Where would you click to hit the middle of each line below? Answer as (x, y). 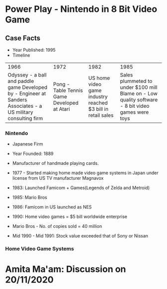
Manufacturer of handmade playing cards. (55, 163)
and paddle (21, 81)
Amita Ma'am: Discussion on (66, 269)
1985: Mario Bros (30, 198)
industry (98, 97)
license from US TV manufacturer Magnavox (58, 178)
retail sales (101, 115)
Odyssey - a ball (27, 75)
